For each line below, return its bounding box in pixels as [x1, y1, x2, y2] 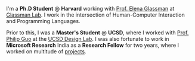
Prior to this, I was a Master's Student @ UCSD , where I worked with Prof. [6, 29, 189, 36]
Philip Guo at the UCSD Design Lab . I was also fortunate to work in [6, 36, 169, 42]
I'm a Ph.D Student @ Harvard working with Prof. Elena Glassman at [6, 5, 175, 12]
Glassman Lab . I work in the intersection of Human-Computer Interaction [6, 11, 185, 18]
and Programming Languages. [6, 18, 81, 24]
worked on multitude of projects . [6, 48, 86, 55]
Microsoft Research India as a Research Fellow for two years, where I [6, 41, 179, 49]
